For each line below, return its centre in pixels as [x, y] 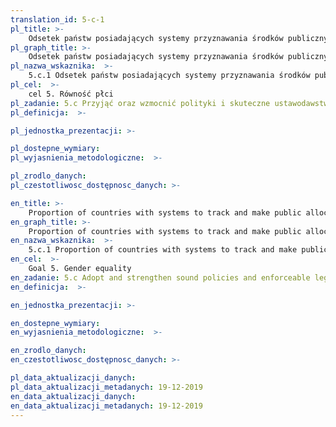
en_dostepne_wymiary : [55, 323]
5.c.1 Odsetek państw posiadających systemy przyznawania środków [169, 76]
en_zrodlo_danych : [48, 351]
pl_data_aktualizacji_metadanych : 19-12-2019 [106, 387]
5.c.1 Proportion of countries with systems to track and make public [178, 250]
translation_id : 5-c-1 [57, 19]
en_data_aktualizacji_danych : [73, 396]
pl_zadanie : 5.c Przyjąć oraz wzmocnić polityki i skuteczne [140, 103]
